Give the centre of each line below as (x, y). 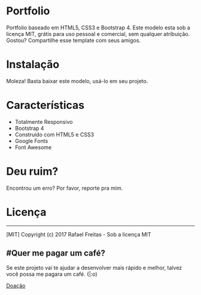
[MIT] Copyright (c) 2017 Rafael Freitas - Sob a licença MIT (79, 234)
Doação (16, 285)
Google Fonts (31, 141)
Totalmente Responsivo (44, 121)
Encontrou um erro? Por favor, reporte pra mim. (65, 188)
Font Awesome (33, 147)
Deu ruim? (32, 171)
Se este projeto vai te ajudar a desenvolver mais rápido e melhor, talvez (94, 267)
